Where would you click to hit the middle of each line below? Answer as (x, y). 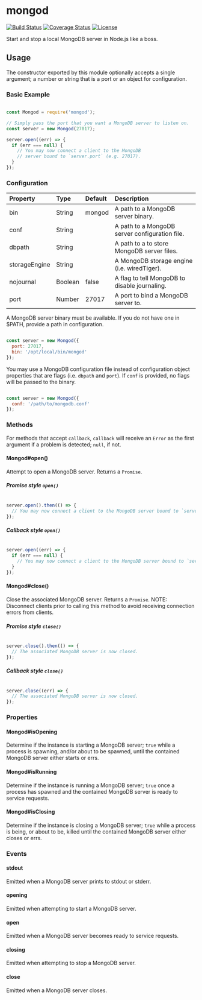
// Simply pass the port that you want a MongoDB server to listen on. (98, 123)
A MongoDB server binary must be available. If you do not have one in (93, 318)
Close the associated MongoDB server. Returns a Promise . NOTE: (87, 599)
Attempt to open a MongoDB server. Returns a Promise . (74, 472)
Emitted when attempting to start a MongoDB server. (71, 909)
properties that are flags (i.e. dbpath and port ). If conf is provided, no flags (98, 375)
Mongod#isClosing (31, 812)
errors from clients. (30, 612)
